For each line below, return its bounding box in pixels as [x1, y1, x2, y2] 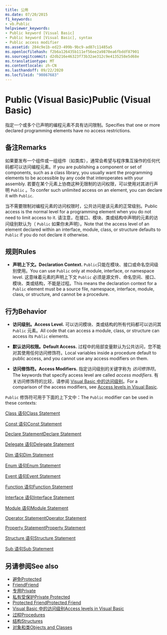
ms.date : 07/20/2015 [5, 12, 48, 17]
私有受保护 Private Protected [12, 594, 70, 600]
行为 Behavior [5, 307, 47, 315]
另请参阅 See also [5, 562, 59, 570]
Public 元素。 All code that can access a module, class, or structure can [12, 328, 160, 334]
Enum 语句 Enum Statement [5, 463, 61, 469]
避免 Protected [12, 576, 41, 582]
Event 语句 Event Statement [5, 473, 61, 479]
